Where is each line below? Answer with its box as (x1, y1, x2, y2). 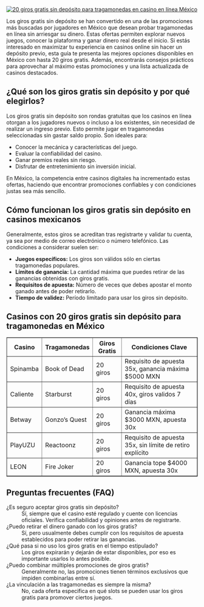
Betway (10, 416, 32, 424)
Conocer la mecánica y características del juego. (15, 143, 138, 151)
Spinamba (10, 365, 39, 373)
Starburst (45, 390, 72, 399)
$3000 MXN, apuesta (124, 416, 187, 424)
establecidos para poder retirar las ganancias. (21, 536, 137, 543)
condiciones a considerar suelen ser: (6, 243, 99, 251)
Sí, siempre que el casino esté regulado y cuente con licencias (21, 510, 178, 517)
